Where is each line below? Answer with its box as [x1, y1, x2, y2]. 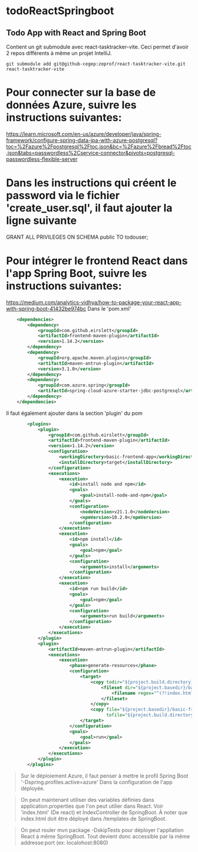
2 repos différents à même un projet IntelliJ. [6, 50, 112, 57]
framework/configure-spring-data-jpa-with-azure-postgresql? [6, 136, 158, 144]
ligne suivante [6, 214, 77, 227]
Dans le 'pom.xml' [87, 305, 131, 312]
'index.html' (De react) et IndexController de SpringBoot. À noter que [20, 808, 187, 816]
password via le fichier [6, 189, 120, 202]
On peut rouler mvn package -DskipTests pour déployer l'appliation [20, 826, 184, 834]
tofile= [106, 712, 126, 718]
